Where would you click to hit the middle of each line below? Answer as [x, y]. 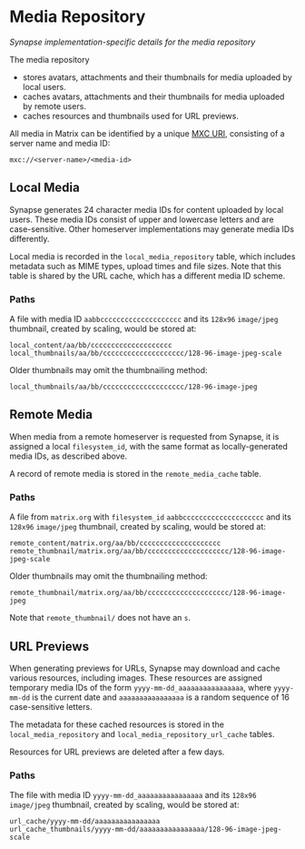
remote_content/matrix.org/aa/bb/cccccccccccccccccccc [115, 543]
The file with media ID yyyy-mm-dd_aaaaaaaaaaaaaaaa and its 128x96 [133, 795]
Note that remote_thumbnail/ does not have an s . [100, 618]
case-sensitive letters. [51, 706]
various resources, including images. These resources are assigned [136, 677]
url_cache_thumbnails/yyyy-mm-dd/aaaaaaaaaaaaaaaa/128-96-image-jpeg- [146, 830]
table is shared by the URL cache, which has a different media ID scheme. [148, 276]
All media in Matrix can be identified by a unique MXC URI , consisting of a [147, 133]
